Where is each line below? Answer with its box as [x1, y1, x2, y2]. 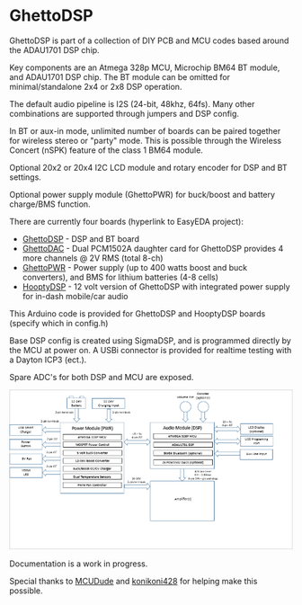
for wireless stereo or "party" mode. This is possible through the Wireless [9, 135, 281, 146]
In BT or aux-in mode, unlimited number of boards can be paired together [9, 125, 281, 136]
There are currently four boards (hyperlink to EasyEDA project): [9, 216, 244, 227]
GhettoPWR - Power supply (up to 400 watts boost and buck [22, 262, 248, 272]
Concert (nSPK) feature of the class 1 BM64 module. [9, 145, 204, 156]
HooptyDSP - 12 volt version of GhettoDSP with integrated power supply [22, 280, 290, 292]
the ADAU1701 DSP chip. [9, 44, 101, 55]
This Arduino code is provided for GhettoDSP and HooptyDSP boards [9, 307, 266, 319]
